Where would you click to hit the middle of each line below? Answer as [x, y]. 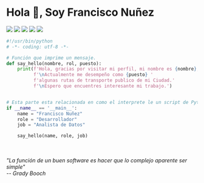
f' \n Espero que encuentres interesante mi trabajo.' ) [103, 86]
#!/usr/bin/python [29, 41]
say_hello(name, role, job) [53, 136]
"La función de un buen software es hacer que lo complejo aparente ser [97, 161]
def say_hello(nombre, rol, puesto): [54, 63]
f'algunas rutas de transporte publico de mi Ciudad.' [104, 81]
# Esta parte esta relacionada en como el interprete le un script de [97, 102]
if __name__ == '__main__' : [42, 108]
